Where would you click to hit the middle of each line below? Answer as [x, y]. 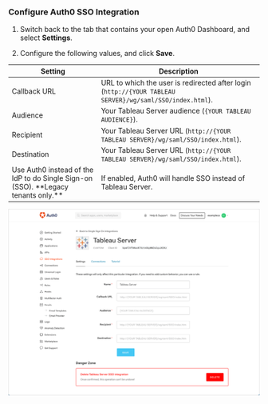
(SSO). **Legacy [40, 187]
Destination [30, 154]
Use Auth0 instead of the [53, 170]
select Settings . [46, 38]
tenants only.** [37, 195]
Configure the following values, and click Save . [97, 54]
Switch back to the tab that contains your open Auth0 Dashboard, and [134, 30]
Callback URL [34, 91]
